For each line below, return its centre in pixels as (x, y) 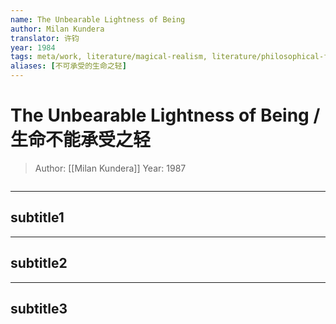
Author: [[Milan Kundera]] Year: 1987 (110, 168)
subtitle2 (39, 263)
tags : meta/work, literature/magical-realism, (109, 57)
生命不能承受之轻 (81, 140)
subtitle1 (37, 217)
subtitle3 (39, 308)
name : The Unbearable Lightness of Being (98, 19)
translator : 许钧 (45, 38)
